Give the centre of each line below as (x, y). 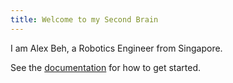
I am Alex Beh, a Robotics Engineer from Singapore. (116, 48)
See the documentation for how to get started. (106, 67)
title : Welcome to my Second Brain (84, 19)
